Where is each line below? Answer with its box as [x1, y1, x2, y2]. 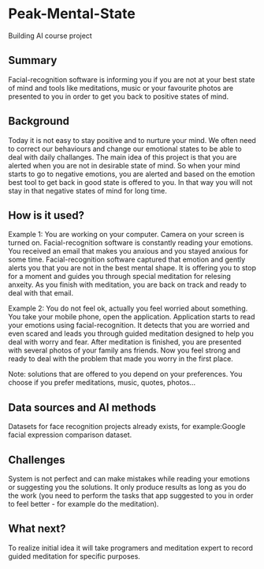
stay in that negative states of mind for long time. [8, 186, 168, 195]
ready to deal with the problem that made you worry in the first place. [8, 354, 234, 364]
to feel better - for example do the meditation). [8, 499, 159, 508]
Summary [8, 54, 58, 67]
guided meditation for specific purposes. [8, 551, 140, 561]
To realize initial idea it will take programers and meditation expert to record [8, 543, 254, 552]
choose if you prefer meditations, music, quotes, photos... [8, 378, 196, 387]
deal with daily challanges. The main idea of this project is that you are [8, 152, 237, 162]
